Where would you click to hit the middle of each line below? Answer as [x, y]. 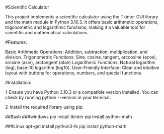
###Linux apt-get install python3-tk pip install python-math [66, 126]
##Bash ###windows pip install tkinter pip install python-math [69, 117]
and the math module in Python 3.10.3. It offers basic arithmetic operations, [82, 22]
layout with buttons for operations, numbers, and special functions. [74, 73]
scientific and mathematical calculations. [47, 33]
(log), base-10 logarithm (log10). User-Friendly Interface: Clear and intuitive [82, 67]
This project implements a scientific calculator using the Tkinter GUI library [82, 17]
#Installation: [18, 82]
